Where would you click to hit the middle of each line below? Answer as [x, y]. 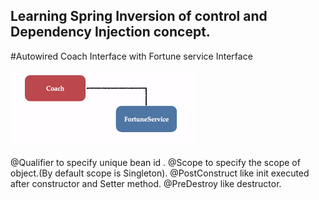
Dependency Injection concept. [110, 32]
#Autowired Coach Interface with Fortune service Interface [131, 56]
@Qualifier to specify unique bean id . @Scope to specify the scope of [155, 162]
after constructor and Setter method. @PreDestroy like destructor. [146, 183]
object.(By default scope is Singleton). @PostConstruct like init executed [160, 173]
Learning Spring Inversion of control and [139, 16]
